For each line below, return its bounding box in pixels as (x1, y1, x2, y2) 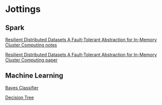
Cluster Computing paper (5, 57, 58, 63)
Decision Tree (5, 94, 34, 100)
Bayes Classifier (5, 84, 39, 90)
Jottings (5, 3, 41, 15)
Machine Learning (5, 71, 64, 80)
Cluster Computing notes (5, 42, 57, 48)
